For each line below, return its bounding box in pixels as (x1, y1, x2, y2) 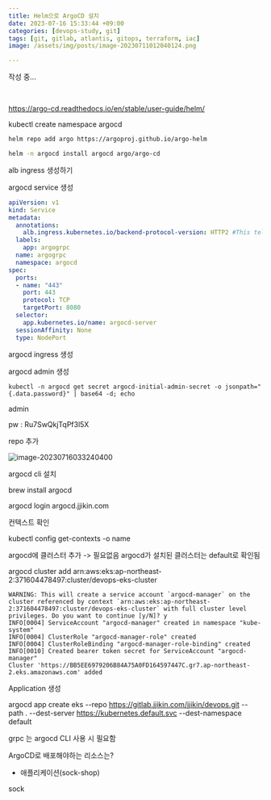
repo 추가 (8, 436, 39, 446)
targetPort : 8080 (23, 304, 81, 312)
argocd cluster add (8, 566, 72, 576)
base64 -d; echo (80, 389, 135, 398)
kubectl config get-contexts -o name (8, 534, 131, 543)
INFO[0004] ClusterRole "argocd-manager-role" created (8, 633, 197, 641)
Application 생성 (8, 683, 61, 693)
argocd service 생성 (8, 182, 74, 192)
